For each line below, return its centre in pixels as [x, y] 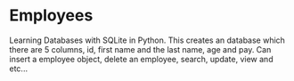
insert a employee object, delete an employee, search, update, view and [141, 59]
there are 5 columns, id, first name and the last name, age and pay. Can [140, 49]
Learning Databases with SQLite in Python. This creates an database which [147, 40]
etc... [19, 69]
